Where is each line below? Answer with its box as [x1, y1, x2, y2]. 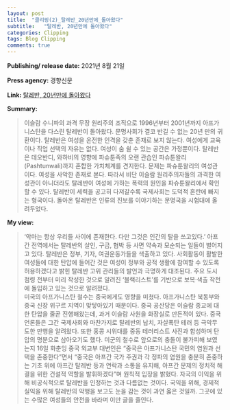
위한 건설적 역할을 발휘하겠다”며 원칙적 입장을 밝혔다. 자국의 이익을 [36, 370, 215, 378]
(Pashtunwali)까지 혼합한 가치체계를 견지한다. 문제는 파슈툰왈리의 [23, 162, 200, 170]
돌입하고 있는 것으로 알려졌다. [31, 284, 110, 292]
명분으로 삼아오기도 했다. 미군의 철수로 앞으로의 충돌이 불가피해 [36, 336, 205, 343]
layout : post [7, 10, 44, 17]
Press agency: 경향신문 [7, 76, 73, 84]
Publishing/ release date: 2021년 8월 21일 [7, 62, 125, 69]
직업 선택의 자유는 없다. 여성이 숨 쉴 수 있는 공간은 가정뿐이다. [36, 145, 201, 152]
